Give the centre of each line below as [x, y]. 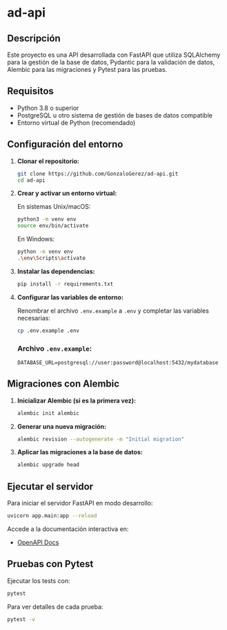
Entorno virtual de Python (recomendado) [76, 122]
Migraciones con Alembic [63, 384]
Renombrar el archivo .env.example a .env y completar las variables [113, 311]
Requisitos [30, 91]
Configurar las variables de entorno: [70, 297]
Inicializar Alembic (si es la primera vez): [77, 400]
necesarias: [33, 318]
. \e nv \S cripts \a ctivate [51, 258]
